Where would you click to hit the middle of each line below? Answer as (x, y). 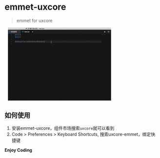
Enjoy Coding (19, 150)
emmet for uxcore (34, 20)
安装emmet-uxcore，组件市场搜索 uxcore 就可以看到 (63, 128)
